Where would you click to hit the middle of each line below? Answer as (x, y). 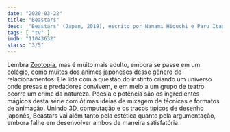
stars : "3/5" (26, 45)
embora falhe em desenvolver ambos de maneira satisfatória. (93, 123)
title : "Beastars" (33, 20)
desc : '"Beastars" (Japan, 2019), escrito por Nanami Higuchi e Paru (108, 26)
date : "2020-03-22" (35, 13)
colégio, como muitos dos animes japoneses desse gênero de (94, 72)
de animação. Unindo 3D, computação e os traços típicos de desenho (105, 108)
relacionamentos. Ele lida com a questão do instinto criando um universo (110, 79)
